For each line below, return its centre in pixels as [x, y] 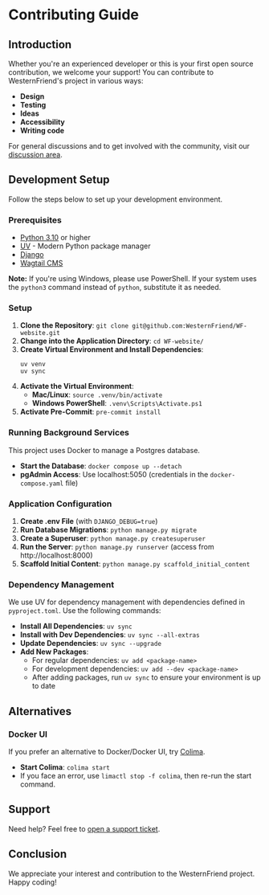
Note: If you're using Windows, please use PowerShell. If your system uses [132, 279]
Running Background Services [69, 433]
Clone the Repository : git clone [74, 325]
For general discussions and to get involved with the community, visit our [129, 146]
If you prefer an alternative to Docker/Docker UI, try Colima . [107, 751]
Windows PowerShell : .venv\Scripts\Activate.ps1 [117, 403]
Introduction [40, 45]
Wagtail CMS [41, 264]
